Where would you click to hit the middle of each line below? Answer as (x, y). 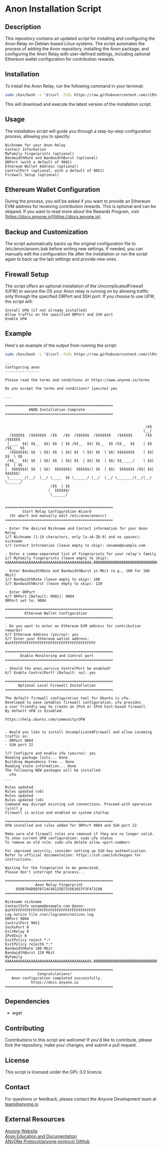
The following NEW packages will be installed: (54, 770)
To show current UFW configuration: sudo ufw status (59, 838)
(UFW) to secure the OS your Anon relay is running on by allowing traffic (77, 291)
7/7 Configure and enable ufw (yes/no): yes (50, 753)
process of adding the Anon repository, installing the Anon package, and (77, 49)
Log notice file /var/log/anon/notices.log (49, 914)
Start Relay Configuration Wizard (57, 511)
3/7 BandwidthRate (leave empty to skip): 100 (53, 579)
